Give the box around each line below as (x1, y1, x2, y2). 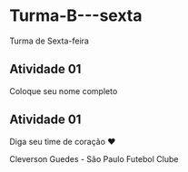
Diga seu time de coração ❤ (9, 136, 116, 147)
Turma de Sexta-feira (9, 35, 89, 46)
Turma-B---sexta (9, 5, 143, 26)
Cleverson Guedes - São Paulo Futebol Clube (9, 153, 179, 164)
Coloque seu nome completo (9, 85, 118, 96)
